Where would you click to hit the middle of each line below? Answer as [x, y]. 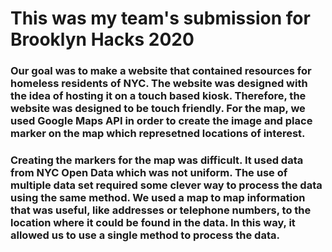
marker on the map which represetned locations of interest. [158, 134]
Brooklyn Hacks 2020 [102, 39]
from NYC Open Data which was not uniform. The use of [149, 173]
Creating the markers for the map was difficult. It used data [157, 160]
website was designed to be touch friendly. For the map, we [158, 109]
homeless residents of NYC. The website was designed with [159, 84]
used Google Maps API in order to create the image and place [161, 121]
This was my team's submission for [160, 18]
